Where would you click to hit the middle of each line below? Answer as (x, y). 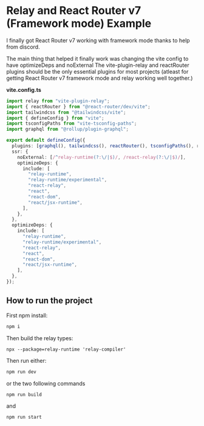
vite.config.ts (24, 89)
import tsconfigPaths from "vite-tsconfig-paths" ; (72, 124)
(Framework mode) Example (79, 23)
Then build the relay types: (40, 338)
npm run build (24, 394)
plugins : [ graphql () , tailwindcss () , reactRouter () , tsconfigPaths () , (103, 146)
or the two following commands (46, 383)
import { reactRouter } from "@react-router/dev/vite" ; (78, 106)
